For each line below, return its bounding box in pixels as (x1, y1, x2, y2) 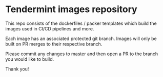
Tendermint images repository (5, 4, 137, 15)
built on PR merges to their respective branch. (5, 41, 103, 47)
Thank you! (5, 66, 29, 72)
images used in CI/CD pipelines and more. (5, 25, 94, 31)
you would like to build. (5, 56, 54, 62)
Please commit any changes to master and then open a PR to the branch (5, 51, 158, 57)
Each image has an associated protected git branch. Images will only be (5, 35, 157, 42)
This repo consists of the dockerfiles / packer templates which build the (5, 20, 157, 26)
